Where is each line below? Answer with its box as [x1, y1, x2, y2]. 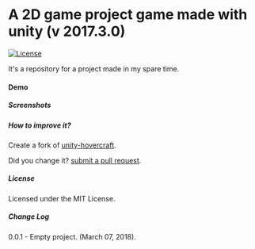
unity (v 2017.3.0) [8, 22, 126, 40]
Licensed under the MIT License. [8, 193, 116, 203]
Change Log [8, 212, 50, 221]
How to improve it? [8, 121, 71, 130]
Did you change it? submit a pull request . [8, 155, 142, 165]
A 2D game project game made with [8, 6, 248, 24]
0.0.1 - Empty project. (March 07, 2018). [8, 232, 136, 241]
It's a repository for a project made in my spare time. [8, 63, 180, 73]
